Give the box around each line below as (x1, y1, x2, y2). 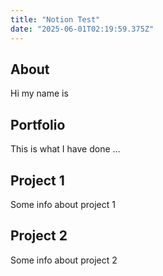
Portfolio (10, 116, 66, 133)
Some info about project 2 (10, 254, 118, 266)
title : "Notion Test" (10, 14, 101, 25)
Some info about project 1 (10, 198, 116, 210)
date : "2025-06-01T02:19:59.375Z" (10, 24, 155, 34)
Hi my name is (10, 87, 69, 100)
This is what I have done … (10, 143, 121, 155)
